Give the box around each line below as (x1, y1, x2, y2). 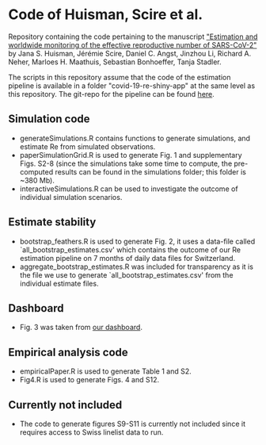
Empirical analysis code (8, 345, 128, 359)
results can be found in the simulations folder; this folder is (55, 167, 247, 176)
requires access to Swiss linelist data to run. (19, 428, 164, 437)
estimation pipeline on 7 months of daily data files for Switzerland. (19, 253, 236, 263)
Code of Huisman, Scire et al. (8, 6, 203, 24)
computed (19, 167, 54, 176)
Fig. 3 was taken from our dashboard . (19, 323, 142, 332)
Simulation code (8, 113, 90, 126)
